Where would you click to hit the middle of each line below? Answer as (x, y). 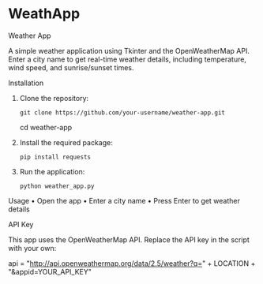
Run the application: (52, 171)
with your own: (32, 248)
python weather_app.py (57, 186)
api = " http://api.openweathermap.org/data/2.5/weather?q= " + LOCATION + (132, 263)
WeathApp (44, 14)
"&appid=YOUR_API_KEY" (50, 271)
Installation (26, 83)
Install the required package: (66, 142)
